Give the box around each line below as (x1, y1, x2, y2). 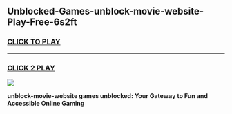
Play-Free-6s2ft (7, 17, 77, 28)
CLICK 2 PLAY (7, 63, 55, 73)
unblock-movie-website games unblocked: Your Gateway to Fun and (7, 91, 209, 99)
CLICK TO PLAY (7, 37, 61, 47)
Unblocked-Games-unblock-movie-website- (7, 6, 204, 17)
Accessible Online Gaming (7, 99, 85, 107)
